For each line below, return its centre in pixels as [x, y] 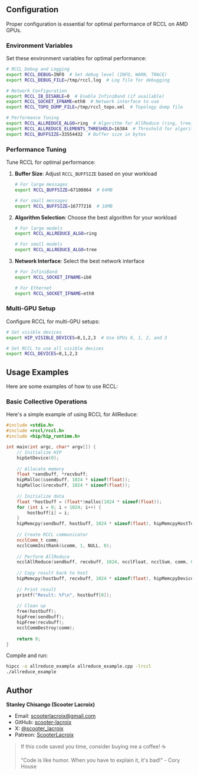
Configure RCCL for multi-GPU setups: [53, 321]
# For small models [39, 244]
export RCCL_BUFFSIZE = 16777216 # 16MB [64, 206]
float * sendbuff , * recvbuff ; [52, 474]
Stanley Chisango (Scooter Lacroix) [51, 705]
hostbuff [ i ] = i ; [48, 513]
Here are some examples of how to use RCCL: [62, 386]
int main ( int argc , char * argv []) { [51, 447]
